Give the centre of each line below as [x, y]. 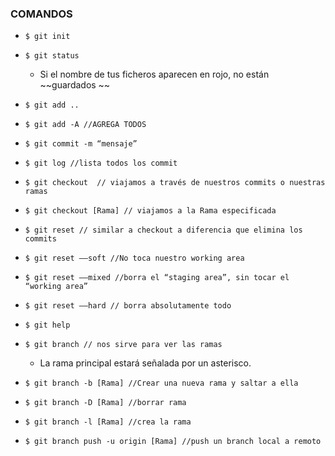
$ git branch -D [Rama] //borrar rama [105, 403]
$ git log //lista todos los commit [101, 163]
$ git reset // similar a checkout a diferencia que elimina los [163, 230]
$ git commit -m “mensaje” [81, 144]
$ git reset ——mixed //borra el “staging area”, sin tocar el [157, 278]
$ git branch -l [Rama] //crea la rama [108, 422]
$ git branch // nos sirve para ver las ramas [123, 345]
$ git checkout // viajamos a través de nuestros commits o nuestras [175, 183]
